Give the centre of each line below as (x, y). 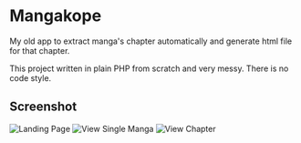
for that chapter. (40, 50)
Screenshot (43, 107)
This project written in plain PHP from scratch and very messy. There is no (149, 68)
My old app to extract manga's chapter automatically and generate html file (151, 41)
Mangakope (56, 16)
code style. (31, 77)
